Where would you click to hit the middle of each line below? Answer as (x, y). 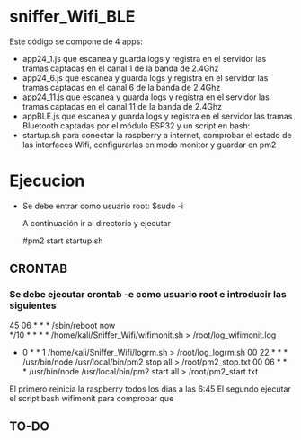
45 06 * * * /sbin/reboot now (62, 325)
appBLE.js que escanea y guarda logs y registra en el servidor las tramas (157, 116)
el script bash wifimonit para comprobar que (92, 398)
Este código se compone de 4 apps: (76, 41)
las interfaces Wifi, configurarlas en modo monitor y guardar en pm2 (149, 145)
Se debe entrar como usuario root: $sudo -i (103, 206)
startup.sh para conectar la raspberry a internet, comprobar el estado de (157, 135)
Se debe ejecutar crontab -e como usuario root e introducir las (148, 295)
